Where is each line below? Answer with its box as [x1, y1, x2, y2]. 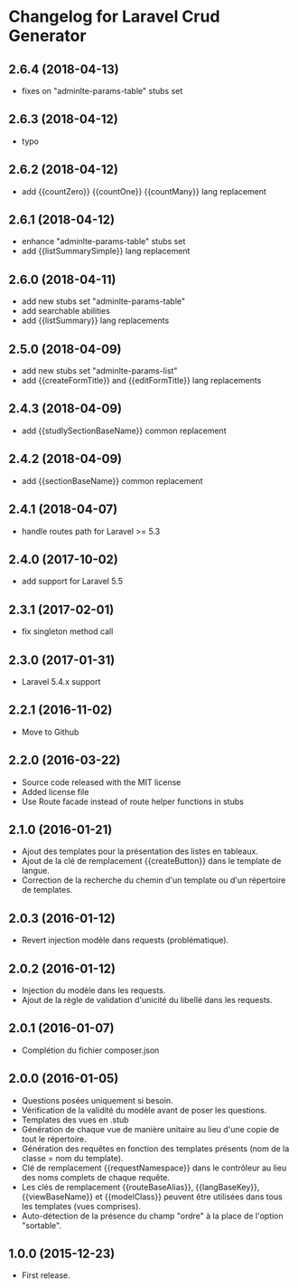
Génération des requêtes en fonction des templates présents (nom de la [21, 1142, 290, 1154]
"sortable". [21, 1219, 62, 1231]
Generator [8, 25, 87, 46]
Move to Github [21, 726, 79, 737]
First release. [21, 1270, 70, 1281]
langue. [21, 866, 51, 876]
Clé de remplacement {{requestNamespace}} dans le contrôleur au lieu [21, 1162, 287, 1173]
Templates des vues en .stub [21, 1114, 129, 1125]
